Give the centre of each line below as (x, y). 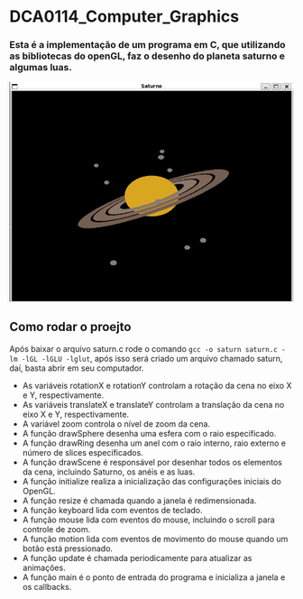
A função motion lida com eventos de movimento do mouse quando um (155, 539)
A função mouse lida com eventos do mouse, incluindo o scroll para (148, 520)
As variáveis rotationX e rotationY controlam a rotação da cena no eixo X (157, 385)
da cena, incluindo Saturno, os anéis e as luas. (109, 472)
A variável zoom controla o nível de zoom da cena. (116, 424)
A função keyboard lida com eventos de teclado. (112, 510)
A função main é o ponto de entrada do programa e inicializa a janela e (154, 577)
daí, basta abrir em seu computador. (77, 368)
